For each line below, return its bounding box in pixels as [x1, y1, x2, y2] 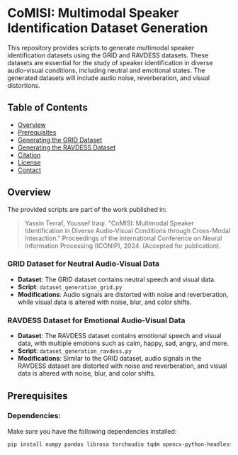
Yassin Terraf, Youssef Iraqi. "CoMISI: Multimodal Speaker [24, 218, 195, 227]
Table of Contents [7, 101, 89, 114]
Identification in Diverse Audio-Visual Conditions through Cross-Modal [24, 226, 231, 235]
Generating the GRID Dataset [17, 135, 103, 144]
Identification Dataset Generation [7, 20, 208, 36]
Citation [17, 150, 41, 159]
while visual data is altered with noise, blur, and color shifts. [17, 298, 192, 306]
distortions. [7, 81, 40, 89]
